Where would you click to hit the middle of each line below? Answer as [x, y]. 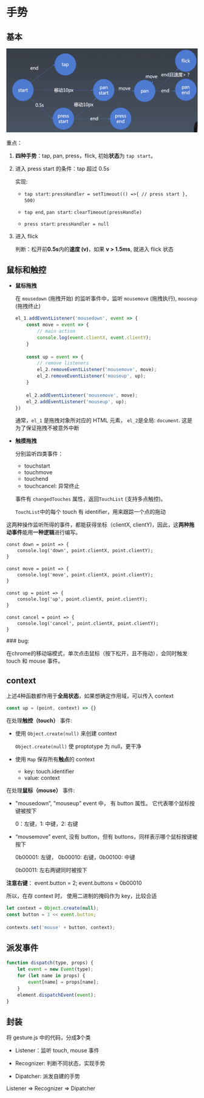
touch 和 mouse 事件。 [35, 661]
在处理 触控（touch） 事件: [39, 721]
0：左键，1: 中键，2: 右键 [46, 824]
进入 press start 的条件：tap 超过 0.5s [62, 168]
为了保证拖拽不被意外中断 [47, 428]
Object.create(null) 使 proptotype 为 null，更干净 [78, 746]
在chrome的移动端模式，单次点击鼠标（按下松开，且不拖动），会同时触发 [97, 653]
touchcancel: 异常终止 [52, 486]
